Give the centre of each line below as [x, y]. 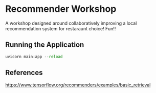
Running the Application [45, 45]
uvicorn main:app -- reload [34, 57]
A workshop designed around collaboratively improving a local [71, 23]
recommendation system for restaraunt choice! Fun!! [61, 28]
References [24, 73]
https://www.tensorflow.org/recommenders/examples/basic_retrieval [78, 85]
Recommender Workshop [61, 9]
